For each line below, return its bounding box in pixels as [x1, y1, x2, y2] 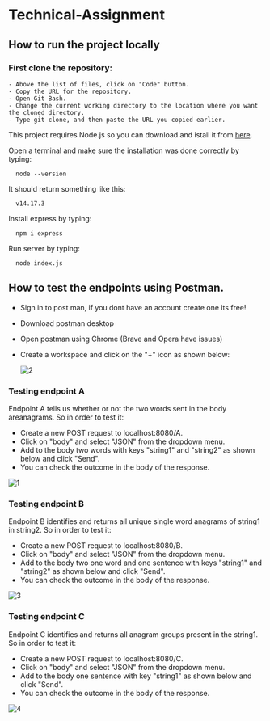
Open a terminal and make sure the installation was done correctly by [8, 145, 240, 155]
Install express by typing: [8, 213, 92, 223]
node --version [15, 170, 67, 178]
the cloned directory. [8, 108, 85, 116]
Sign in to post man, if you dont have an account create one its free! [19, 302, 247, 312]
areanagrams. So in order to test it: [8, 412, 124, 422]
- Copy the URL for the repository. [8, 87, 132, 95]
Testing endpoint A [8, 386, 85, 397]
